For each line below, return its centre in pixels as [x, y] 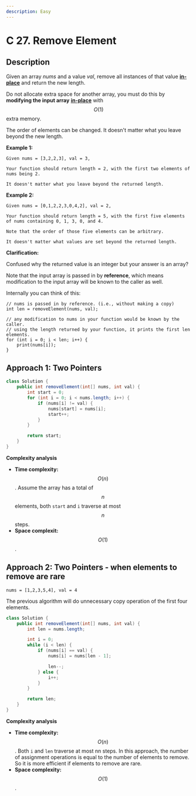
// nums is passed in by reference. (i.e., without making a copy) [90, 304]
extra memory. [24, 119]
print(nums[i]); [37, 345]
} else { [48, 672]
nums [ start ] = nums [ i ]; [77, 409]
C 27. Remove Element [61, 40]
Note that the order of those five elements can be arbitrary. [85, 231]
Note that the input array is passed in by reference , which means [85, 275]
